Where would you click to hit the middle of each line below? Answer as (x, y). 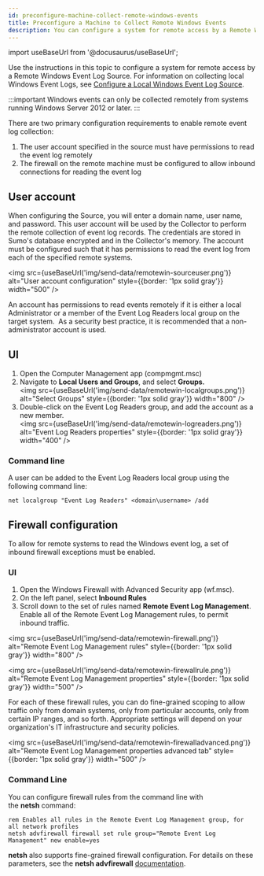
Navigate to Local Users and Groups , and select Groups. (112, 382)
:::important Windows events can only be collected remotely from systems (128, 100)
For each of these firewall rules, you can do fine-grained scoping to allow (127, 702)
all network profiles (44, 826)
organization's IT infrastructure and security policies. (94, 727)
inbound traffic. (44, 623)
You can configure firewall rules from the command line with (106, 797)
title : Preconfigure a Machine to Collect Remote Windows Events (117, 23)
